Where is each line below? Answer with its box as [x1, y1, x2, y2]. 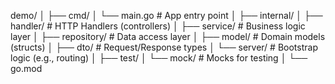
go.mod [10, 63, 43, 74]
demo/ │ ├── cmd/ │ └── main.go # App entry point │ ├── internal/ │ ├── [10, 10, 323, 21]
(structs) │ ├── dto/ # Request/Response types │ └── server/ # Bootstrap [10, 41, 318, 53]
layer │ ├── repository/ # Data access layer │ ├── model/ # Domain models [10, 31, 326, 42]
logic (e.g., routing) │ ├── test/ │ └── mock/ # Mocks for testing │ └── [10, 52, 308, 64]
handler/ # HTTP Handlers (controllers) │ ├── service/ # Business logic [10, 20, 306, 32]
